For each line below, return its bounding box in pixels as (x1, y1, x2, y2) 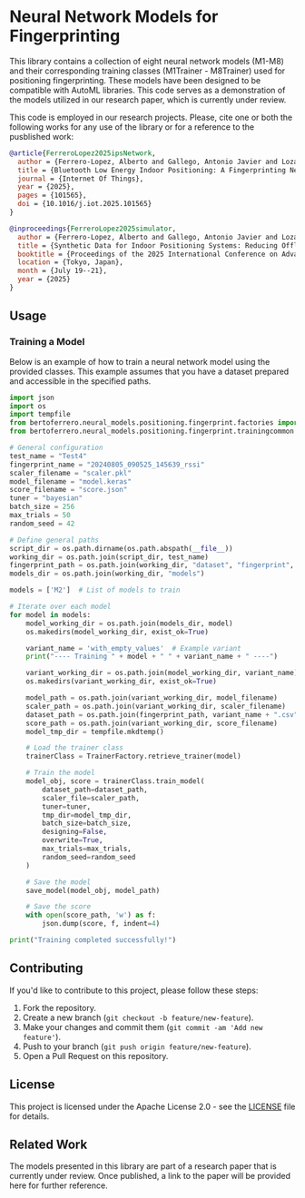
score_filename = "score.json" (9, 486, 128, 495)
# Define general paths (9, 535, 100, 545)
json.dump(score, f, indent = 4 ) (42, 919, 161, 928)
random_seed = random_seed (42, 852, 136, 861)
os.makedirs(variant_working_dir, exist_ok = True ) (25, 677, 218, 686)
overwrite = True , (42, 836, 103, 845)
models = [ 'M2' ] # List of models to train (9, 585, 181, 595)
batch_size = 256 (9, 502, 75, 512)
